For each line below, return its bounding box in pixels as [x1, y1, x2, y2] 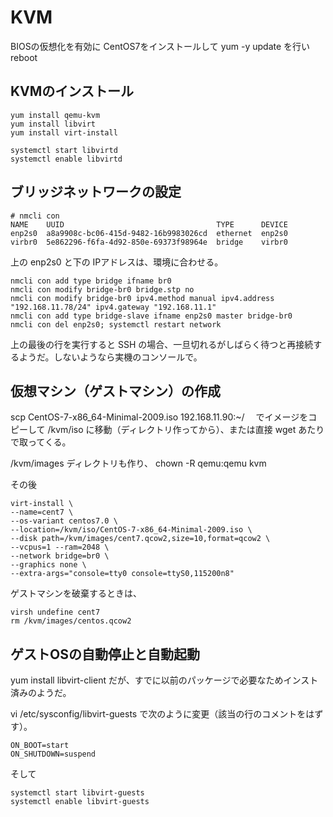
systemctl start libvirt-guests [10, 788, 145, 798]
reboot [10, 51, 38, 63]
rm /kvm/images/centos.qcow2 [10, 616, 132, 626]
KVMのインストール [10, 83, 134, 100]
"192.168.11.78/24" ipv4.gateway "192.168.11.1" [10, 302, 217, 312]
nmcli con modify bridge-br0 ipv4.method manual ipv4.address [10, 293, 275, 303]
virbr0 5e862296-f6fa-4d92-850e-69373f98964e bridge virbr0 [10, 237, 288, 247]
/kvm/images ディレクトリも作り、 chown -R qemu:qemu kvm [10, 457, 267, 470]
